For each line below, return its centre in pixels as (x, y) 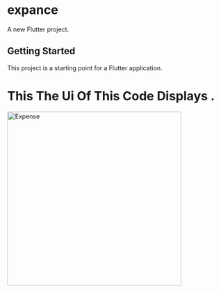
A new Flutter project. (38, 29)
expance (33, 10)
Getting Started (41, 51)
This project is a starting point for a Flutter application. (85, 68)
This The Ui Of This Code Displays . (111, 96)
